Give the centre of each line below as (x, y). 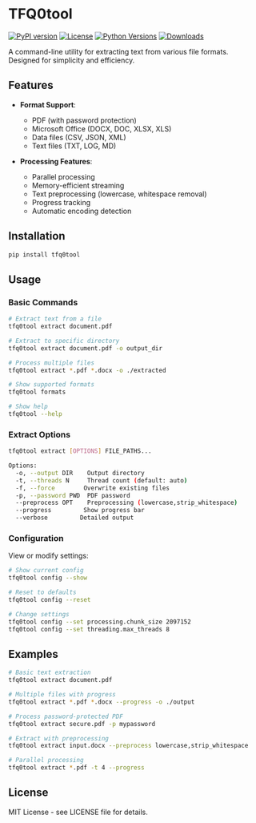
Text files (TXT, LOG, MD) (74, 146)
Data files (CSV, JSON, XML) (79, 137)
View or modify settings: (48, 556)
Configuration (36, 538)
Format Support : (48, 104)
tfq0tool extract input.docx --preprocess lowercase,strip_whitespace (128, 746)
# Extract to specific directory (64, 341)
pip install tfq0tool (44, 254)
